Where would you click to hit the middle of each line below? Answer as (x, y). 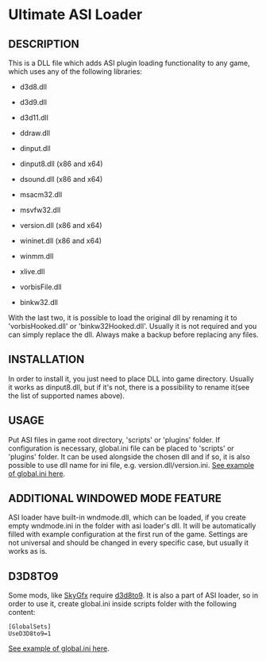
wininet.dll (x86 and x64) (60, 241)
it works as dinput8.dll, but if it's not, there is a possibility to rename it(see (129, 387)
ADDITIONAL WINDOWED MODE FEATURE (115, 499)
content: (22, 613)
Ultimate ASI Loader (75, 15)
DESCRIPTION (44, 44)
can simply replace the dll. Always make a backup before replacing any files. (133, 334)
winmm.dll (37, 256)
